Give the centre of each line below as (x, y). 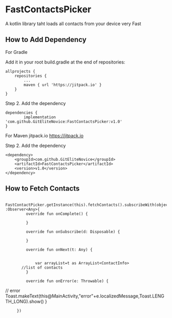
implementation (40, 117)
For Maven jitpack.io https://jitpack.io (44, 135)
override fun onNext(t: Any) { (59, 249)
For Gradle (17, 52)
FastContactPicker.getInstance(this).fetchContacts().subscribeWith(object (88, 205)
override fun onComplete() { (57, 214)
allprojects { (20, 71)
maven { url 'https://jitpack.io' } (63, 85)
